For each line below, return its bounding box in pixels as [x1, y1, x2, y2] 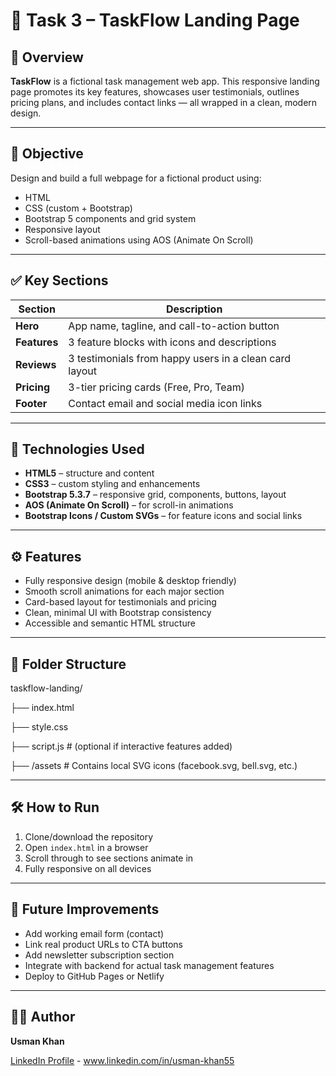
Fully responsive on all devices [24, 862, 152, 874]
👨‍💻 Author [10, 1009, 76, 1026]
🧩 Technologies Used [10, 441, 145, 458]
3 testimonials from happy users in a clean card [68, 351, 292, 365]
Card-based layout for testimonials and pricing [24, 596, 217, 608]
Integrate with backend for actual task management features [24, 959, 275, 971]
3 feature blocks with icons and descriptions [68, 335, 277, 349]
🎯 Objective [10, 145, 84, 163]
